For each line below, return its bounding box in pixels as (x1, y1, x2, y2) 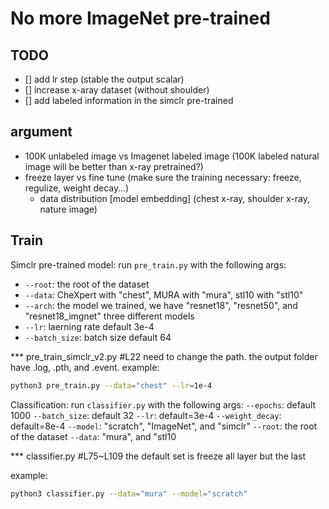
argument (10, 123, 73, 141)
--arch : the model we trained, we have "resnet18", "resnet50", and (24, 299, 298, 311)
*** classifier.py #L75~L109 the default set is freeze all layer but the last (10, 450, 307, 462)
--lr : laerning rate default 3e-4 (24, 320, 155, 332)
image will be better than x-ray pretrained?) (24, 160, 204, 172)
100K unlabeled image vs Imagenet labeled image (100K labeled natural (24, 150, 320, 162)
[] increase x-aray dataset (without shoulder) (24, 84, 210, 96)
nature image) (39, 203, 98, 215)
